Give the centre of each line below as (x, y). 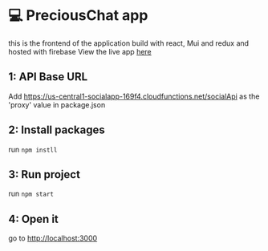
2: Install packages (57, 130)
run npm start (31, 194)
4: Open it (33, 219)
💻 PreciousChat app (78, 16)
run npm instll (33, 149)
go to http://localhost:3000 (53, 238)
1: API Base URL (48, 77)
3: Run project (44, 174)
